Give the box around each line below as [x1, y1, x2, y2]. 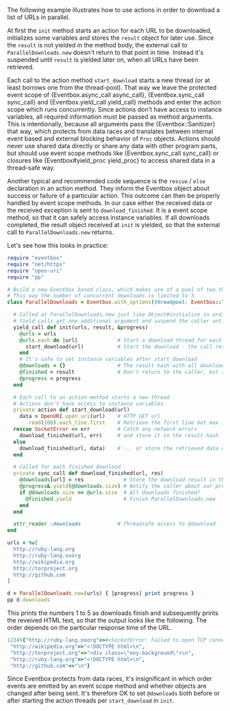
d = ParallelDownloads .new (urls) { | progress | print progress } [7, 590, 194, 597]
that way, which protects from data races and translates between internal [7, 127, 214, 135]
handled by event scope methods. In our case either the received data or [7, 199, 213, 207]
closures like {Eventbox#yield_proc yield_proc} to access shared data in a [7, 156, 216, 164]
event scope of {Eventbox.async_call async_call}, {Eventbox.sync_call [7, 91, 205, 99]
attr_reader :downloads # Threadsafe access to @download [13, 521, 216, 528]
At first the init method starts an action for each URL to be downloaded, [7, 27, 212, 34]
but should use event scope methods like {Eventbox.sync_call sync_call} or [7, 149, 219, 157]
